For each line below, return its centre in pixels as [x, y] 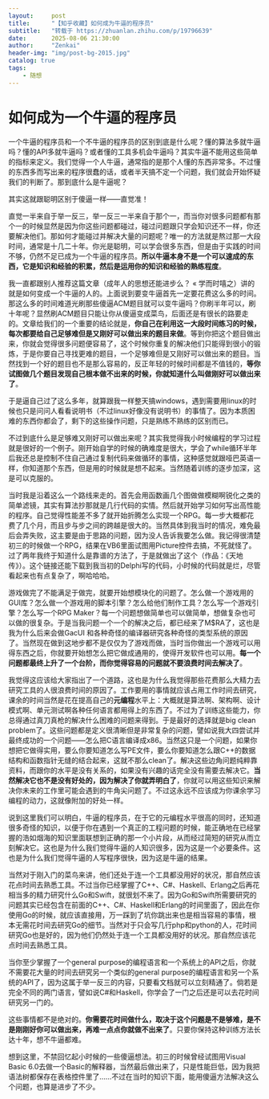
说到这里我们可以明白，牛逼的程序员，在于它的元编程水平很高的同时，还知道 [134, 817]
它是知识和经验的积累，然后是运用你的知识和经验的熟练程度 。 [124, 266]
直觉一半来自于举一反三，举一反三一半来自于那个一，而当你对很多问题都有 [131, 216]
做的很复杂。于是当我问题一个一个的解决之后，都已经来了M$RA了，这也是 [137, 623]
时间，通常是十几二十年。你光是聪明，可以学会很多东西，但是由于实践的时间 [134, 246]
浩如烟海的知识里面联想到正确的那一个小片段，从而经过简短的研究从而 [138, 837]
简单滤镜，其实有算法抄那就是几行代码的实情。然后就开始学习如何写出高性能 [134, 505]
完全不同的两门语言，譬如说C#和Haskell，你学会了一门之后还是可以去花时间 [134, 992]
